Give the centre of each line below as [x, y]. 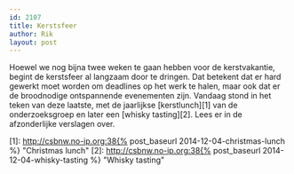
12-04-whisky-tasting [49, 160]
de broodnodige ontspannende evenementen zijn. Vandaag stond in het [140, 96]
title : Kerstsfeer [43, 26]
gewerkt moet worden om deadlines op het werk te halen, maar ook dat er [145, 86]
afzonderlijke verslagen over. [62, 124]
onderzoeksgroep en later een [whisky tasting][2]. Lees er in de [126, 115]
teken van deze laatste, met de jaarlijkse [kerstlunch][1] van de [123, 105]
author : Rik [31, 34]
